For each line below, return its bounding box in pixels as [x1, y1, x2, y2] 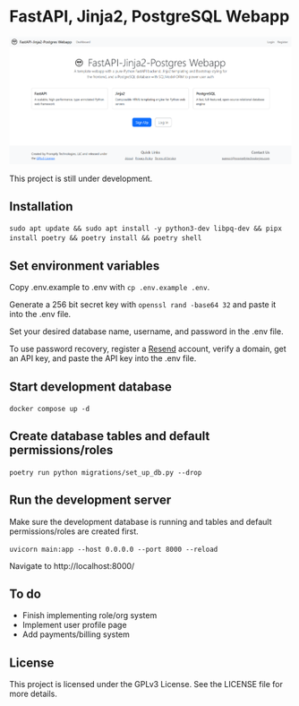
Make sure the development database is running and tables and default [9, 516, 272, 527]
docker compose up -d [9, 404, 90, 413]
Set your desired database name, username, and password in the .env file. [9, 326, 284, 337]
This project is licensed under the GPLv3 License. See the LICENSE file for [9, 679, 284, 690]
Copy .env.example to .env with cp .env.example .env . [9, 282, 210, 293]
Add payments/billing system [21, 629, 130, 640]
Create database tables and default [9, 428, 210, 444]
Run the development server [9, 493, 172, 508]
